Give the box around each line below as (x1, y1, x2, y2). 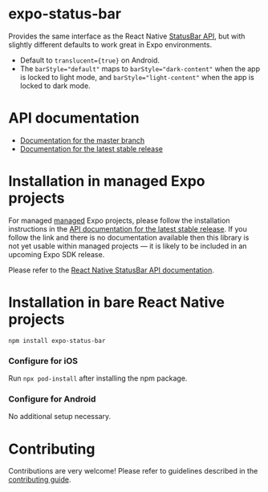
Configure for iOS (8, 355, 79, 366)
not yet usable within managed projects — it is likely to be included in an (8, 241, 247, 251)
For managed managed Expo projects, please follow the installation (8, 216, 230, 225)
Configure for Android (8, 393, 96, 405)
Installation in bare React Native (8, 293, 225, 311)
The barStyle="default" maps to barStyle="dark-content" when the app (19, 63, 261, 73)
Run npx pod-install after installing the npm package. (8, 373, 188, 383)
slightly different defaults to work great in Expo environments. (8, 39, 213, 49)
